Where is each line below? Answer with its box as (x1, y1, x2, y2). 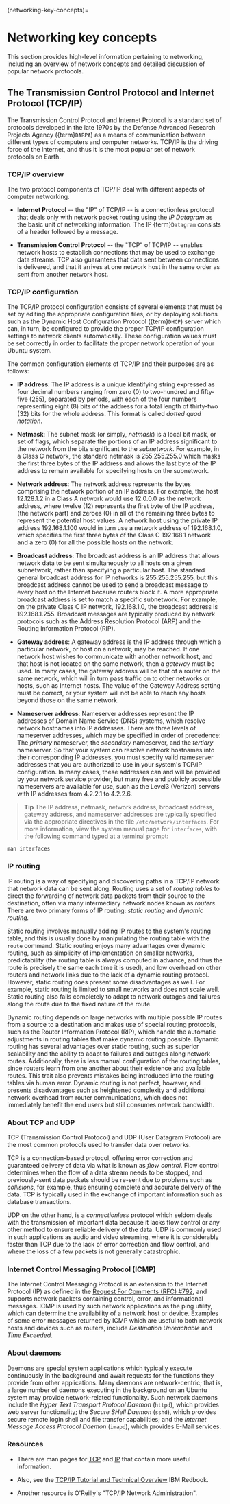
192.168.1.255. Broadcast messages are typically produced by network (16, 610, 216, 618)
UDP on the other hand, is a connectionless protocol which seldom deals (7, 1211, 212, 1219)
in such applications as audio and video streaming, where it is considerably (7, 1232, 219, 1241)
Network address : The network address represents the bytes (16, 480, 192, 488)
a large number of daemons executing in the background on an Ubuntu (7, 1386, 207, 1394)
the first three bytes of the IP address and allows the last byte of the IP (16, 459, 216, 467)
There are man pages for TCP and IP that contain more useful (16, 1455, 191, 1463)
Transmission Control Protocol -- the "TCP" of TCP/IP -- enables (16, 241, 203, 249)
